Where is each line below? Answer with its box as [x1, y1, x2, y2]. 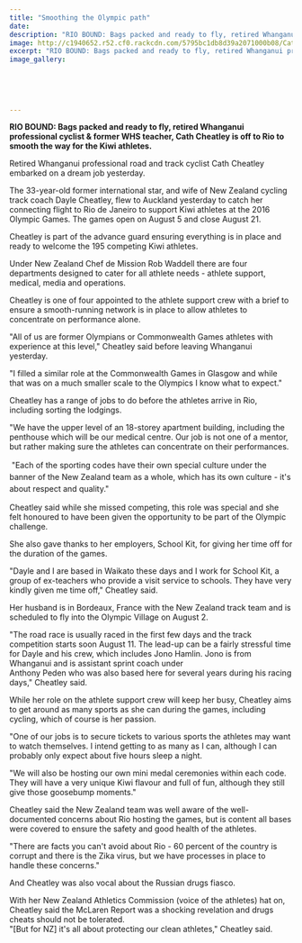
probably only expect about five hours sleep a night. [9, 750, 203, 761]
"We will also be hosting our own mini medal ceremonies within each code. [9, 767, 287, 779]
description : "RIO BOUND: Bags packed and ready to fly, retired [9, 30, 259, 39]
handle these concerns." [9, 860, 101, 871]
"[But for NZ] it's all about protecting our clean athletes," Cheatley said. [9, 924, 273, 935]
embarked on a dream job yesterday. [9, 168, 146, 178]
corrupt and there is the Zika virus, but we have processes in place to [9, 850, 266, 861]
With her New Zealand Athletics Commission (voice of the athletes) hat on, [9, 895, 286, 906]
